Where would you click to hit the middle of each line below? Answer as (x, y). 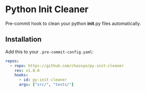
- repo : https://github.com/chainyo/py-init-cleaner (67, 66)
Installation (23, 39)
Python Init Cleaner (47, 9)
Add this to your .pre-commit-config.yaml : (50, 51)
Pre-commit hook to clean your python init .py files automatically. (73, 23)
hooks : (21, 75)
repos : (12, 61)
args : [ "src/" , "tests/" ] (46, 85)
